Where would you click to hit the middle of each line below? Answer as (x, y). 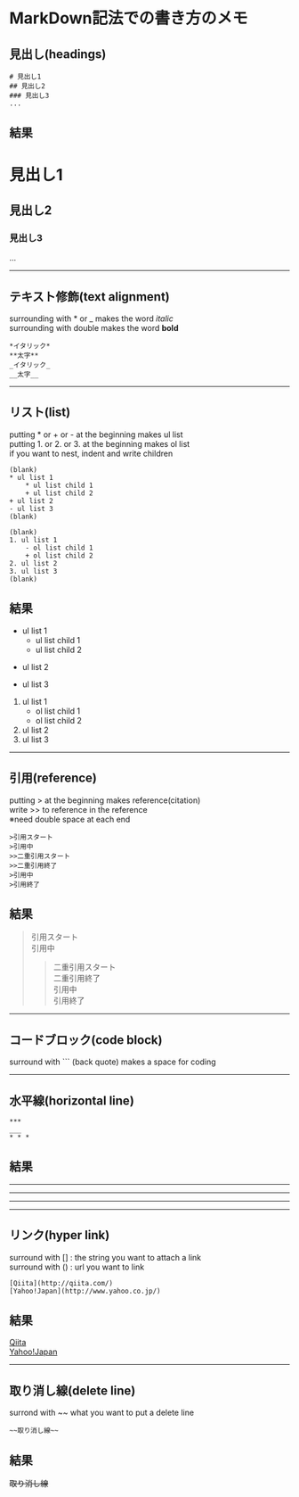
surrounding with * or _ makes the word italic (91, 318)
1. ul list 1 (33, 540)
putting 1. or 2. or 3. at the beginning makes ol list (100, 443)
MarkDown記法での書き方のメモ (129, 18)
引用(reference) (53, 778)
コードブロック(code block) (86, 1040)
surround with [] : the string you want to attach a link (105, 1257)
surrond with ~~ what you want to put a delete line (101, 1413)
